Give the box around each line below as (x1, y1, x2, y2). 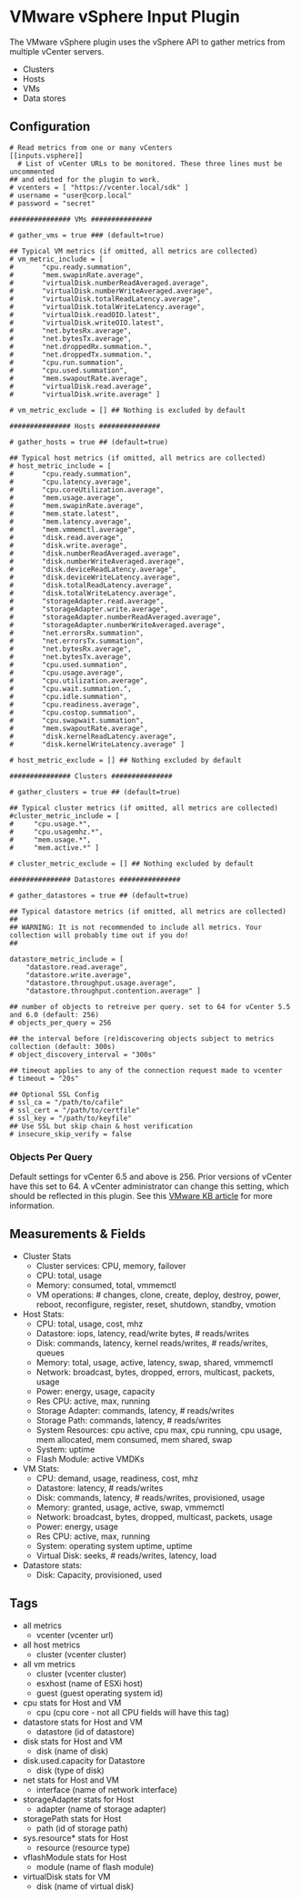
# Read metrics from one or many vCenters (9, 143, 173, 152)
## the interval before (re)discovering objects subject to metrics (9, 1034, 275, 1043)
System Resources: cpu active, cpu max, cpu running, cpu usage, (35, 1425, 283, 1435)
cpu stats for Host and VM (22, 1697, 122, 1708)
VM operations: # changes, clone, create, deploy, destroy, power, (35, 1289, 282, 1300)
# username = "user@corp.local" (9, 191, 132, 200)
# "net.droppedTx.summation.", (9, 350, 153, 359)
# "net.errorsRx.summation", (9, 628, 145, 637)
